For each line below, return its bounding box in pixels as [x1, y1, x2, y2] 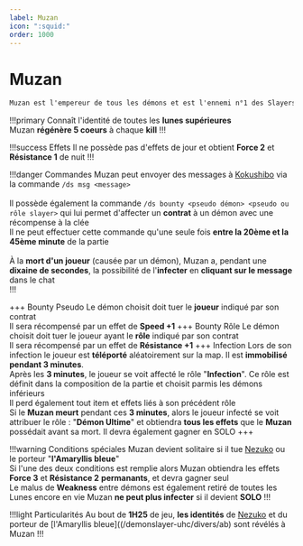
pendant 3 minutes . [9, 359, 84, 370]
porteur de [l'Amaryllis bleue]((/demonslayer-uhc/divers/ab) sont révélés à [9, 519, 286, 530]
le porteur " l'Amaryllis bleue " [9, 453, 120, 465]
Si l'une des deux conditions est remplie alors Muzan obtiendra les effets [9, 463, 280, 474]
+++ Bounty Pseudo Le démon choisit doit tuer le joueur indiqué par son [9, 301, 280, 312]
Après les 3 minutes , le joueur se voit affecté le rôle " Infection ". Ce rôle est [9, 369, 290, 380]
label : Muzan [9, 13, 59, 23]
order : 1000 [9, 30, 54, 39]
